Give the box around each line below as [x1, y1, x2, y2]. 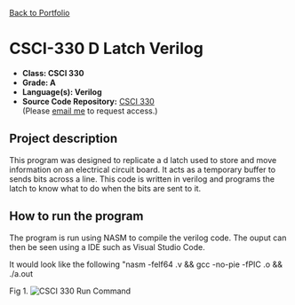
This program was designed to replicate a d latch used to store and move [9, 154, 277, 165]
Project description [9, 131, 118, 146]
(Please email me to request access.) [21, 106, 158, 116]
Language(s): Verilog [21, 86, 102, 97]
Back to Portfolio [9, 8, 70, 18]
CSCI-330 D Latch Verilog [9, 39, 204, 59]
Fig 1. [9, 285, 28, 296]
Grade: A [21, 77, 56, 88]
